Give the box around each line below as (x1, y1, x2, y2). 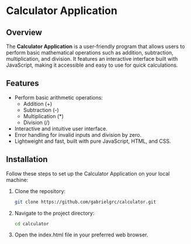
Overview (6, 28, 43, 37)
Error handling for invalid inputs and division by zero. (14, 131, 142, 138)
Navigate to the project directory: (14, 209, 95, 216)
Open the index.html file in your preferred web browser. (14, 231, 148, 238)
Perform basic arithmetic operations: (14, 94, 103, 101)
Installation (6, 154, 48, 164)
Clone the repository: (14, 187, 66, 194)
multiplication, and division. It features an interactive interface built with (6, 56, 178, 62)
